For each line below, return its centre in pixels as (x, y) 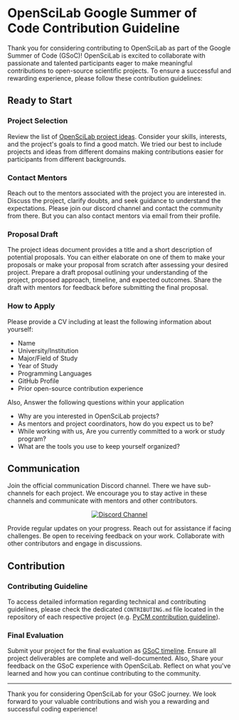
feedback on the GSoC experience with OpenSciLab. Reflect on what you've (119, 666)
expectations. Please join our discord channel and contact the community (115, 208)
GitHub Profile (38, 381)
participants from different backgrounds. (67, 159)
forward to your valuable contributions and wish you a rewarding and (108, 701)
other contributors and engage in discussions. (75, 543)
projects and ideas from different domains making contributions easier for (116, 152)
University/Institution (48, 350)
